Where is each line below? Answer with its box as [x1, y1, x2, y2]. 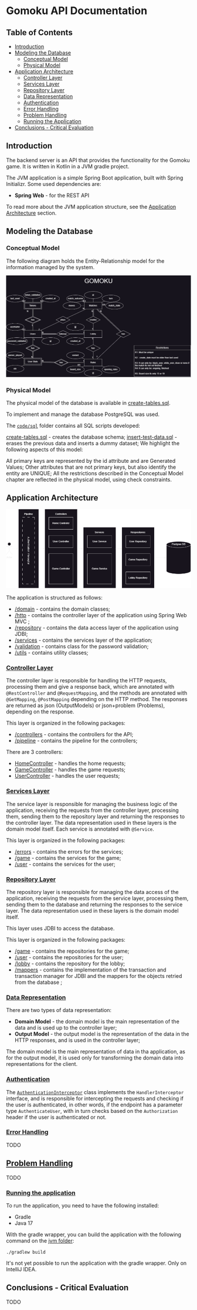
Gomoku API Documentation [6, 4, 148, 18]
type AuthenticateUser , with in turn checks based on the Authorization [6, 1107, 178, 1114]
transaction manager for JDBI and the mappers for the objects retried [14, 972, 182, 979]
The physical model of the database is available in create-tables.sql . [6, 399, 171, 406]
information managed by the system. [6, 263, 95, 270]
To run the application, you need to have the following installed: [6, 1201, 159, 1209]
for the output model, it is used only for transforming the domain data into [6, 1054, 184, 1061]
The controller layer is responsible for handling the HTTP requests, [6, 677, 167, 684]
